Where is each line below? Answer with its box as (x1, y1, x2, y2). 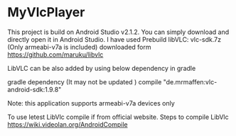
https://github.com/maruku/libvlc (7, 50, 104, 59)
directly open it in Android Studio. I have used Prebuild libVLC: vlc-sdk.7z (7, 35, 222, 43)
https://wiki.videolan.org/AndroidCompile (7, 120, 128, 128)
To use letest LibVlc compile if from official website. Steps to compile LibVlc (7, 113, 229, 121)
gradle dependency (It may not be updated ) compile (7, 77, 162, 86)
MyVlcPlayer (7, 4, 85, 21)
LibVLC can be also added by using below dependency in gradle (7, 64, 196, 72)
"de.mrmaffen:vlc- (163, 77, 218, 86)
